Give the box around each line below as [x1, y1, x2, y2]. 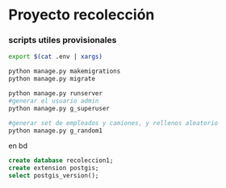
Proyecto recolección [8, 6, 155, 24]
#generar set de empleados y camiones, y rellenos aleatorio [8, 119, 219, 127]
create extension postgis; [8, 164, 99, 173]
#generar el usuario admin [8, 97, 99, 105]
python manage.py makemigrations [8, 67, 121, 76]
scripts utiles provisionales [8, 35, 117, 46]
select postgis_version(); [8, 172, 99, 180]
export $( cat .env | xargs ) [8, 52, 103, 61]
